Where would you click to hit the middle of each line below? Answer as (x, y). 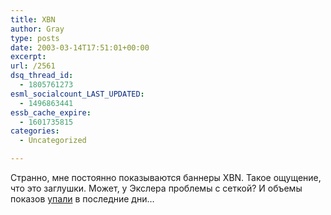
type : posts (35, 38)
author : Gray (37, 29)
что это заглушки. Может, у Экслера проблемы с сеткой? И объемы (156, 188)
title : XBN (33, 19)
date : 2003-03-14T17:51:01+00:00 (80, 47)
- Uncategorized (53, 141)
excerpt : (28, 57)
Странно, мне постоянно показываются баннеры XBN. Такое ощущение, (166, 177)
